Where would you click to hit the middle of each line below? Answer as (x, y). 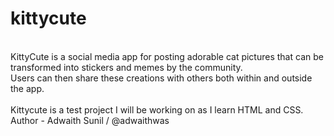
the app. (27, 88)
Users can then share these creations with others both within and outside (161, 78)
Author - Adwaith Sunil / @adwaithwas (90, 120)
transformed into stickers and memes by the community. (126, 67)
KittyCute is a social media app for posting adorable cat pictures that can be (167, 56)
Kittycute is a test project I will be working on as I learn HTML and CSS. (157, 109)
